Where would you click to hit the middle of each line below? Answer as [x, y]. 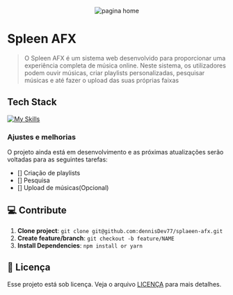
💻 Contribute [37, 210]
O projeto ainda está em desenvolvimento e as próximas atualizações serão [115, 152]
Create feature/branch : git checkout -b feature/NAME [96, 238]
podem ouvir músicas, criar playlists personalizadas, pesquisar [114, 72]
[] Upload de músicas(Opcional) [63, 188]
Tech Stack [32, 102]
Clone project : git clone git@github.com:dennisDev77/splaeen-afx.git [120, 230]
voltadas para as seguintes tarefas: [57, 159]
